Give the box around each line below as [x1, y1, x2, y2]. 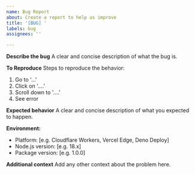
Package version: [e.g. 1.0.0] [14, 149, 86, 157]
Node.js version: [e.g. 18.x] [14, 143, 82, 150]
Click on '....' [14, 82, 46, 90]
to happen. [6, 113, 33, 121]
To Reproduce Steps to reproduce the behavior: [6, 64, 125, 72]
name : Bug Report [6, 8, 50, 15]
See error [14, 95, 39, 103]
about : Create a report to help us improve [6, 14, 117, 20]
